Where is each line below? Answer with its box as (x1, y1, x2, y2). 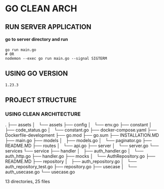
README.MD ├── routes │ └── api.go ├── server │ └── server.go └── (5, 143, 159, 149)
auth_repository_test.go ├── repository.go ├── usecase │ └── (5, 164, 137, 170)
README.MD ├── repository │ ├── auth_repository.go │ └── (5, 158, 137, 164)
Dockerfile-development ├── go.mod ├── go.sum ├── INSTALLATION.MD (5, 132, 159, 138)
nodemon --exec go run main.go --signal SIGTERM (5, 56, 107, 61)
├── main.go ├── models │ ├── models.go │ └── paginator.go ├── (5, 138, 152, 144)
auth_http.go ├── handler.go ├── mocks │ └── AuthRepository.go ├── (5, 153, 156, 159)
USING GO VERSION (5, 70, 68, 78)
